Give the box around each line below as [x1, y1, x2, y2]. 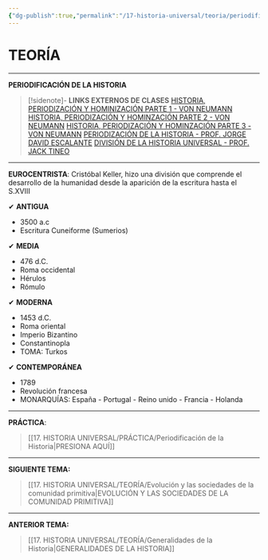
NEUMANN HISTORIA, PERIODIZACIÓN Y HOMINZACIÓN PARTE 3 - [27, 120, 251, 130]
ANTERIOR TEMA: [8, 519, 69, 529]
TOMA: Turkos [19, 346, 68, 356]
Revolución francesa [19, 386, 88, 396]
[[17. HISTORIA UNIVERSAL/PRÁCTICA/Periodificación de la [27, 432, 224, 443]
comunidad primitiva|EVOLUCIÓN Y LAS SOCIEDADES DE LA [27, 488, 229, 498]
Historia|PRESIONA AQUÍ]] [27, 441, 116, 451]
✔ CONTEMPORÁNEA [8, 362, 82, 372]
